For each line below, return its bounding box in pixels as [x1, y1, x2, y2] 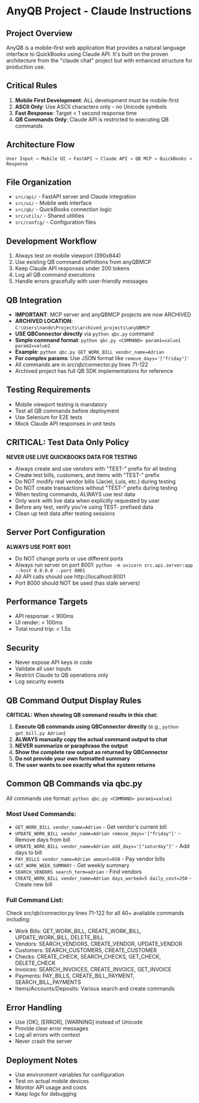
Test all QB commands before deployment [14, 407, 120, 414]
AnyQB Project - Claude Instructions [6, 4, 192, 18]
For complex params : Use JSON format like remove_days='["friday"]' [14, 355, 190, 362]
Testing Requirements [6, 385, 91, 395]
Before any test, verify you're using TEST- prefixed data [14, 503, 153, 511]
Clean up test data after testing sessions [14, 509, 115, 517]
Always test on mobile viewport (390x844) [14, 252, 121, 259]
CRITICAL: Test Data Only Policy [6, 437, 129, 447]
